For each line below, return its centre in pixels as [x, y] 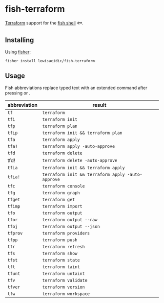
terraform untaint [64, 273]
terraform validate [65, 280]
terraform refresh [64, 246]
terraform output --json [71, 226]
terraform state [61, 260]
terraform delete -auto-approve [80, 160]
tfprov [15, 233]
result [99, 105]
